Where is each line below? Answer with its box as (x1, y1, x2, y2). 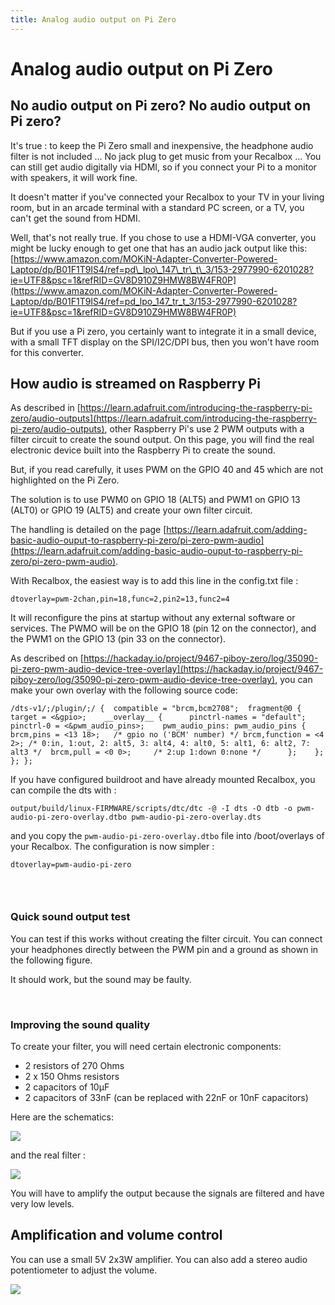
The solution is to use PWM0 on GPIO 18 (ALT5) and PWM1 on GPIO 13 (10, 494, 301, 506)
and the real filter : (10, 1149, 87, 1161)
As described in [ (10, 402, 81, 414)
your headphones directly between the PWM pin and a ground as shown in (10, 943, 319, 955)
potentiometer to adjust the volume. (10, 1264, 158, 1276)
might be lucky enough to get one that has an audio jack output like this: (10, 242, 308, 254)
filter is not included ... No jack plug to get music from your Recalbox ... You (10, 150, 322, 162)
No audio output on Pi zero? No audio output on (10, 97, 311, 115)
